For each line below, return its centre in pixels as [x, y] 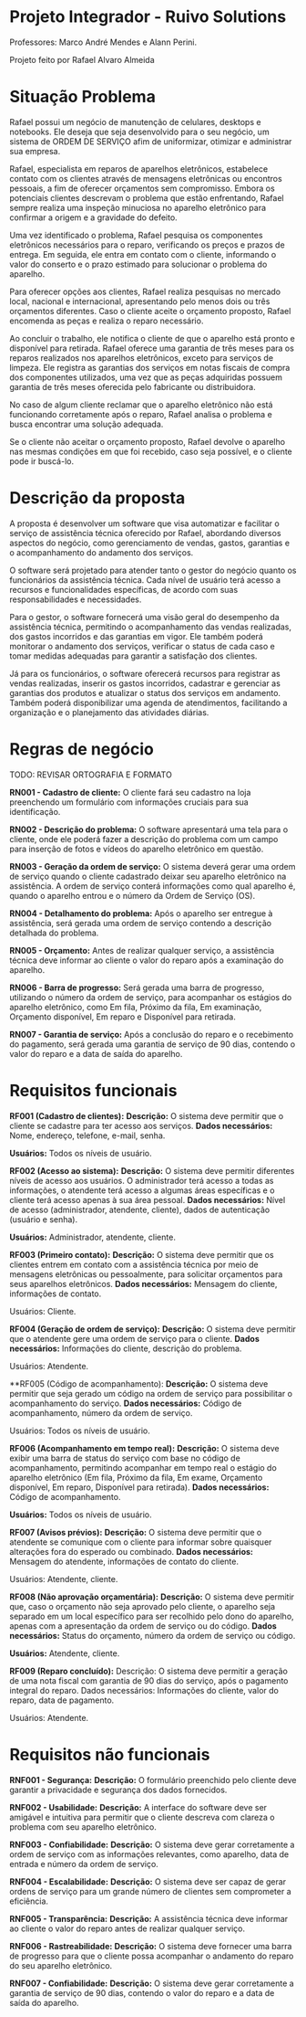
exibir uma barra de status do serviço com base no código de [125, 1458]
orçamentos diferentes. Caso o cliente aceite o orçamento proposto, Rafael [150, 311]
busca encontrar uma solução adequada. [87, 424]
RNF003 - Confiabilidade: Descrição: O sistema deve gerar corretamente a [152, 1844]
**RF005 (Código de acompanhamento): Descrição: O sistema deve [139, 1383]
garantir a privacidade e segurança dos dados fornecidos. [118, 1790]
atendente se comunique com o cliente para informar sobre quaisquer [141, 1542]
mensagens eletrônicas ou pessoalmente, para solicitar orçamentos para [146, 1274]
